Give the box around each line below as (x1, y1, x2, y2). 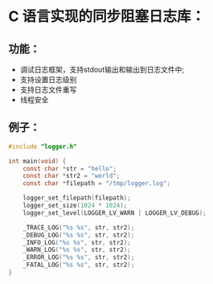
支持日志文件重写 (19, 85, 77, 94)
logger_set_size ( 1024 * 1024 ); (23, 202, 128, 210)
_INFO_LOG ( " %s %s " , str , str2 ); (23, 238, 131, 246)
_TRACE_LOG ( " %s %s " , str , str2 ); (23, 223, 135, 232)
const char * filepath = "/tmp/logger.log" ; (23, 179, 171, 187)
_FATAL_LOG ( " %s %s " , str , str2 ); (23, 261, 135, 270)
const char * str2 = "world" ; (23, 172, 121, 180)
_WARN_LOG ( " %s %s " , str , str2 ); (23, 246, 131, 254)
